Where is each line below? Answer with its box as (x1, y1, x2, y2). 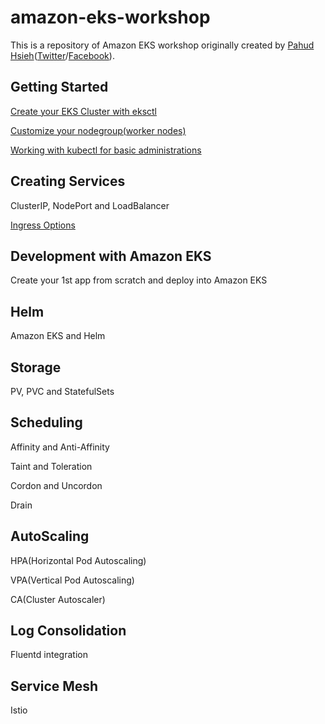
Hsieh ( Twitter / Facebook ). (10, 49, 115, 61)
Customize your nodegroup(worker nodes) (10, 124, 187, 136)
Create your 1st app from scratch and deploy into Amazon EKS (10, 274, 268, 286)
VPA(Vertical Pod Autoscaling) (10, 574, 135, 586)
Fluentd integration (10, 649, 88, 661)
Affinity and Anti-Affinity (10, 441, 110, 453)
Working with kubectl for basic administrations (10, 144, 202, 156)
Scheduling (10, 414, 83, 431)
